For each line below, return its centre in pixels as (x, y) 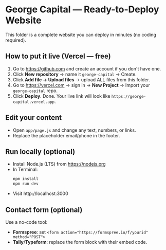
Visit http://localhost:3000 (40, 193)
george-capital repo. (35, 91)
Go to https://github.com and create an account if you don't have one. (87, 68)
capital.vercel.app (34, 102)
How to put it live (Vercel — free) (58, 56)
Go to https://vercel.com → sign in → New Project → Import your (81, 85)
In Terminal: (25, 169)
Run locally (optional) (40, 151)
